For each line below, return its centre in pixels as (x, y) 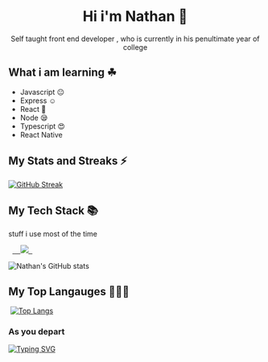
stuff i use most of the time (53, 234)
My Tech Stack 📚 (54, 210)
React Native (41, 134)
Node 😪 (34, 117)
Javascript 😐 (42, 92)
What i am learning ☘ (62, 73)
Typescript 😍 (43, 126)
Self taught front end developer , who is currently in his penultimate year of (135, 39)
